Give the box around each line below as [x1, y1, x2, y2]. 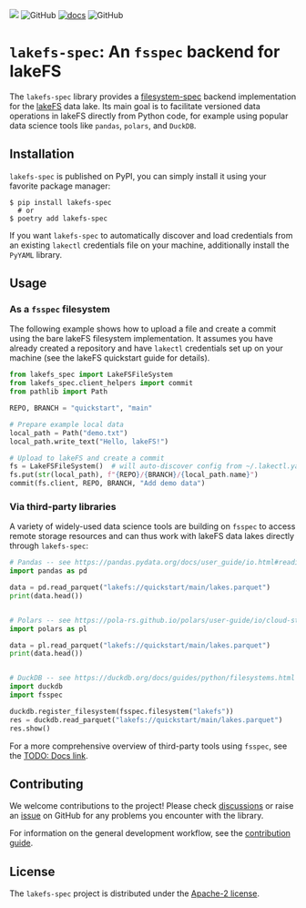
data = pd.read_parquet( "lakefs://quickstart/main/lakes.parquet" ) [9, 583, 271, 592]
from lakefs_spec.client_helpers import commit [9, 379, 194, 388]
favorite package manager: [9, 180, 111, 191]
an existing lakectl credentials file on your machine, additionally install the [9, 240, 290, 250]
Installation [9, 147, 75, 162]
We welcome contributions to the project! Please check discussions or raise [9, 801, 294, 811]
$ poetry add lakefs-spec [9, 214, 107, 223]
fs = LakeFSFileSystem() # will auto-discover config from [9, 462, 243, 471]
